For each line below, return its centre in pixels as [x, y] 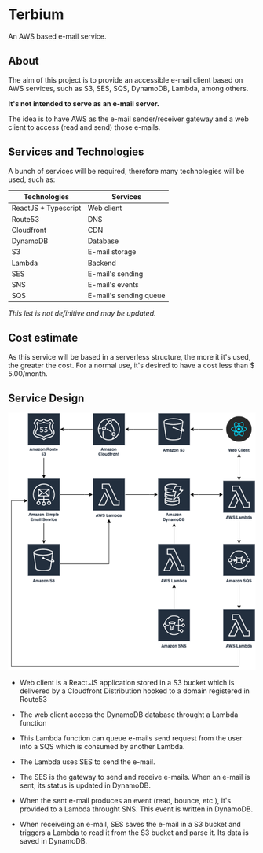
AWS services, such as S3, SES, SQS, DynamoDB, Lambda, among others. [128, 88]
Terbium [36, 15]
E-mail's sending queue [126, 296]
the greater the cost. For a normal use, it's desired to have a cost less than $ [131, 365]
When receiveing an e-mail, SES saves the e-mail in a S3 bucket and [130, 824]
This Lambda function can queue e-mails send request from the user [131, 738]
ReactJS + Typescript [46, 208]
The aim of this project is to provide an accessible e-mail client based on [126, 79]
